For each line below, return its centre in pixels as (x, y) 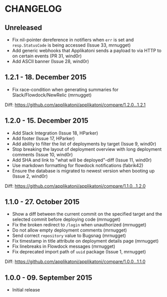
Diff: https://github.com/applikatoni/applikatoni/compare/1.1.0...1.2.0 (75, 186)
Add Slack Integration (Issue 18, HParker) (55, 133)
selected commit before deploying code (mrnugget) (66, 219)
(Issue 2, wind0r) (30, 176)
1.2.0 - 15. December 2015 (47, 121)
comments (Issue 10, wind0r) (42, 154)
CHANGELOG (33, 9)
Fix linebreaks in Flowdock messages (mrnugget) (63, 246)
